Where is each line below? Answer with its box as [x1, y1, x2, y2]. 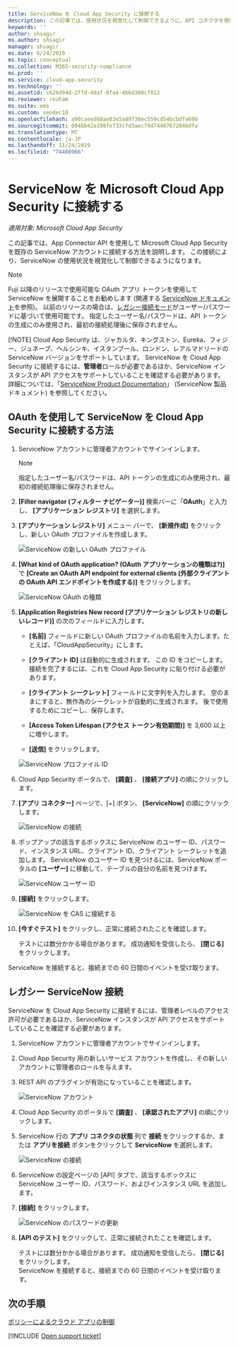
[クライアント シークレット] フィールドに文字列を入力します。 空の [28, 688, 224, 697]
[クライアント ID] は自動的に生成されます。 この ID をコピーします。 [28, 655, 227, 664]
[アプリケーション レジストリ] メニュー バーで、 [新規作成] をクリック [18, 521, 222, 529]
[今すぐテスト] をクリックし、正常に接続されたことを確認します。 [18, 924, 210, 932]
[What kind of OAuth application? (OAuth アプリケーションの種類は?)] [18, 560, 225, 568]
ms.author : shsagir [8, 37, 66, 44]
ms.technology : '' [8, 83, 62, 90]
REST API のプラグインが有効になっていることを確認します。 [18, 1077, 196, 1086]
